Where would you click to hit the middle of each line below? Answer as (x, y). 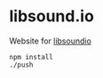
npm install (31, 57)
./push (21, 65)
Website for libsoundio (50, 41)
